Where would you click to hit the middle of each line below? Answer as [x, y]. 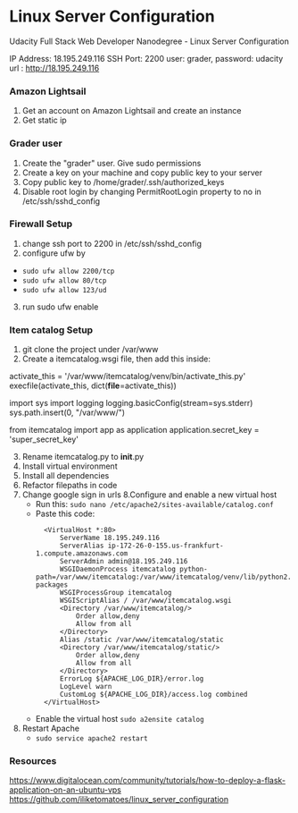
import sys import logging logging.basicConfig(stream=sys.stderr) [131, 403]
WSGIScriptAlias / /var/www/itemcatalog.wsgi [145, 601]
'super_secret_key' [44, 439]
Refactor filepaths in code [70, 486]
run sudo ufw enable [60, 307]
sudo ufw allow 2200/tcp [68, 271]
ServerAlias [82, 546]
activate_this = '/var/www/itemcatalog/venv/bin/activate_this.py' [128, 377]
